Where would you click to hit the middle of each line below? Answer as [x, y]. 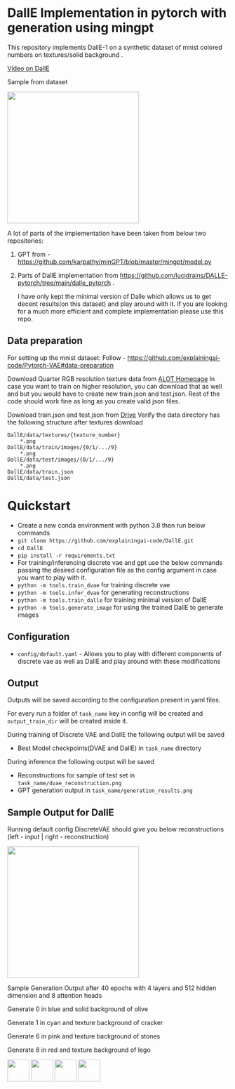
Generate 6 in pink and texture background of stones [84, 1036]
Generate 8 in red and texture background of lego [79, 1050]
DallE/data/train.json [40, 472]
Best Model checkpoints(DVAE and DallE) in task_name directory [109, 748]
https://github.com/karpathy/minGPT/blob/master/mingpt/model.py [114, 262]
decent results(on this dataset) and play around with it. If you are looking [122, 304]
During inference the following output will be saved [81, 762]
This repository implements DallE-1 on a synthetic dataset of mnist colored [115, 47]
